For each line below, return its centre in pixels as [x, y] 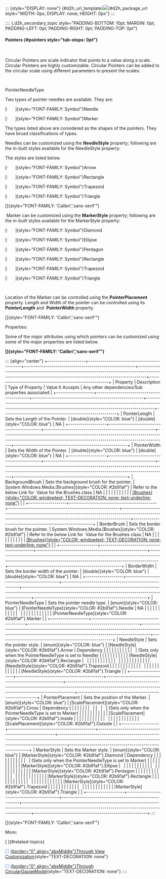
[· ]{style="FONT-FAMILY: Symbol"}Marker [52, 119]
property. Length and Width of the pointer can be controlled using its [75, 303]
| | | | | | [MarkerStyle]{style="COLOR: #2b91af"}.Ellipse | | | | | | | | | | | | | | [83, 766]
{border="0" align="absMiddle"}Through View [58, 851]
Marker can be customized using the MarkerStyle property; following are [81, 216]
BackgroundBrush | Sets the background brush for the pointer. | [70, 482]
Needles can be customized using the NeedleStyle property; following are [81, 143]
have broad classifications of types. [41, 134]
